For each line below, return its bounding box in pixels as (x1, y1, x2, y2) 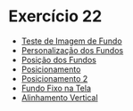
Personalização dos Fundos (21, 44, 124, 55)
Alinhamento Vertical (21, 91, 99, 103)
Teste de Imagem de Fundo (21, 36, 122, 46)
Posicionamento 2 (21, 73, 88, 83)
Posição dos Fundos (21, 54, 97, 65)
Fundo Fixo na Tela (21, 83, 91, 93)
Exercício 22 (8, 6, 103, 27)
